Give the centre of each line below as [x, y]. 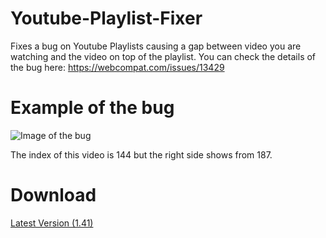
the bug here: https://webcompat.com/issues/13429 [117, 67]
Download [53, 195]
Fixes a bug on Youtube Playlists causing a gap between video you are [156, 46]
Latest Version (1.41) [52, 223]
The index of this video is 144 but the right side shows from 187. [141, 154]
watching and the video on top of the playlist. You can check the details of [163, 56]
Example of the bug [92, 108]
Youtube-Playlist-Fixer [106, 18]
